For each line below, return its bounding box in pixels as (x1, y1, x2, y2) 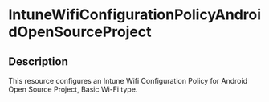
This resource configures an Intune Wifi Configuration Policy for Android (8, 76, 247, 85)
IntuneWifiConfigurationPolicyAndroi (8, 6, 262, 24)
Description (8, 55, 68, 68)
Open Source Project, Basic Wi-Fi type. (8, 84, 138, 94)
